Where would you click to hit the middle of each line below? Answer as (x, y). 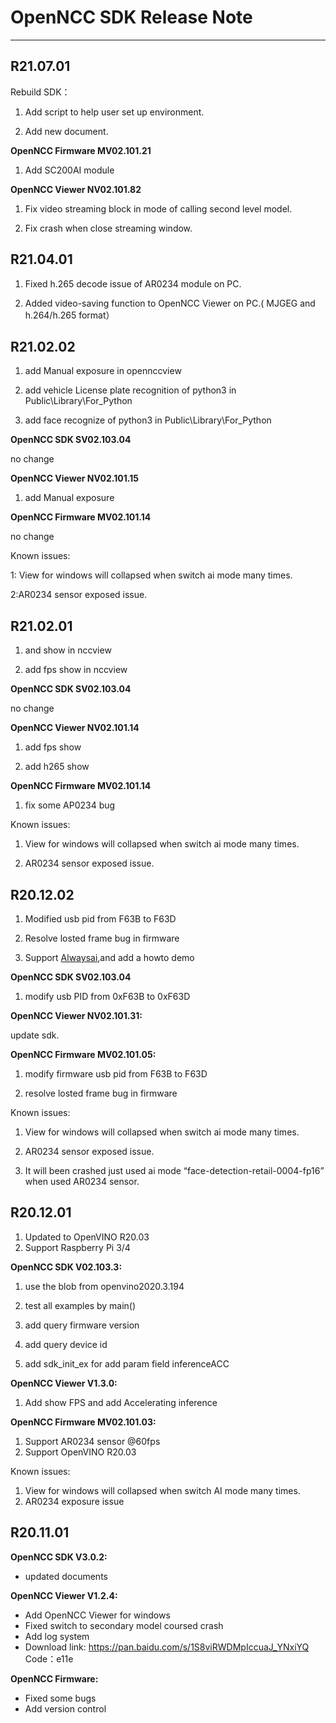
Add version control (65, 1708)
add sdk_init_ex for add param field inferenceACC (127, 1363)
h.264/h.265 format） (69, 315)
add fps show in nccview (76, 670)
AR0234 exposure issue (74, 1501)
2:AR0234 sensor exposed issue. (79, 595)
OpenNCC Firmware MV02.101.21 (81, 150)
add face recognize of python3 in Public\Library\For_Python (148, 420)
